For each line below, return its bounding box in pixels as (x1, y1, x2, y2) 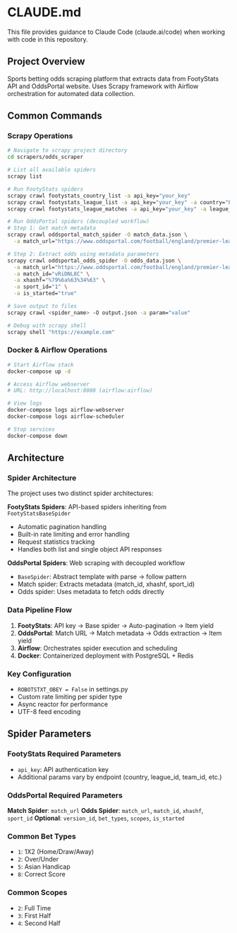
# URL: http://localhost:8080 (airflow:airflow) (7, 387, 153, 394)
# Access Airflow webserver (7, 381, 90, 388)
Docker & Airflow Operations (7, 345, 108, 355)
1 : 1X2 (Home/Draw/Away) (17, 848, 95, 856)
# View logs (7, 400, 42, 407)
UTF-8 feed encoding (17, 708, 81, 716)
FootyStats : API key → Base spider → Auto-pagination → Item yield (17, 621, 214, 629)
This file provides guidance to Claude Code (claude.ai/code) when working (7, 28, 226, 36)
